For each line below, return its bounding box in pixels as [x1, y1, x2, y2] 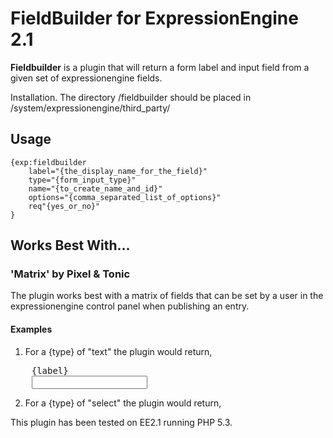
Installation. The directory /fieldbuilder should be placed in [10, 91, 252, 103]
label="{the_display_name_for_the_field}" [28, 166, 208, 176]
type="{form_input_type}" [28, 175, 137, 185]
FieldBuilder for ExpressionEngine [10, 7, 299, 30]
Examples [10, 323, 53, 336]
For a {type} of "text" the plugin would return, [24, 345, 213, 357]
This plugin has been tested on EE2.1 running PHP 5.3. [10, 416, 233, 428]
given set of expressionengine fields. [10, 72, 163, 84]
